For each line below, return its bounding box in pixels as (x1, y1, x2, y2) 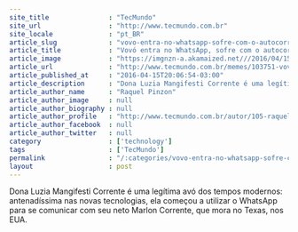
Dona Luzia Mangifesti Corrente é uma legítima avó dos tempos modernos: (9, 186, 283, 196)
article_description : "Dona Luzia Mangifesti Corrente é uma (9, 79, 264, 88)
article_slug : (9, 37, 114, 47)
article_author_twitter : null (9, 129, 133, 138)
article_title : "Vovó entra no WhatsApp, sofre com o (9, 46, 260, 55)
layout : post (9, 162, 133, 171)
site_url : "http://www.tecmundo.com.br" (9, 21, 228, 30)
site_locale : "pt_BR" (9, 29, 145, 38)
